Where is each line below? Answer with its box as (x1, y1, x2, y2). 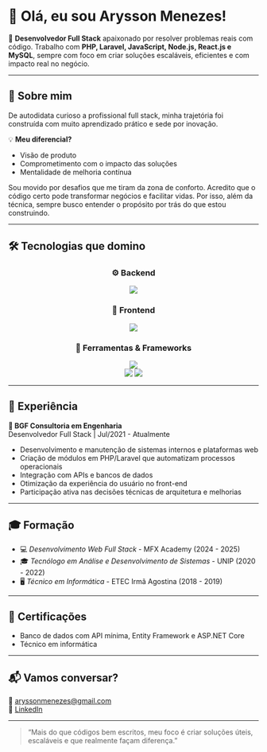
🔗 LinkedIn (8, 704, 43, 715)
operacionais (19, 462, 63, 471)
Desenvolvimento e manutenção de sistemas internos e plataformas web (19, 445, 258, 454)
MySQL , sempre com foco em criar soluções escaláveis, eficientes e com (8, 50, 250, 60)
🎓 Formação (8, 519, 75, 532)
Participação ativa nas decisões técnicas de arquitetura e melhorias (19, 487, 242, 497)
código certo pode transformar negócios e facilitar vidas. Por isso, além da (8, 191, 253, 201)
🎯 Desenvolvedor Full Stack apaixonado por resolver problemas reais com (8, 33, 253, 43)
